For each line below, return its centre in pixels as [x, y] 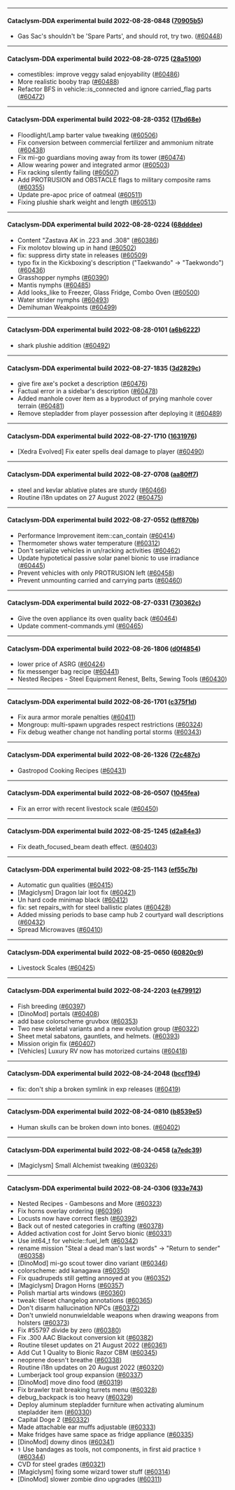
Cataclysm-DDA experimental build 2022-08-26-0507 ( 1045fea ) [104, 793]
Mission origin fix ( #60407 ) [57, 1043]
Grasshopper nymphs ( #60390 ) [63, 277]
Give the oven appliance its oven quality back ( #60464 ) [98, 618]
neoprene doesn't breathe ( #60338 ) [70, 1360]
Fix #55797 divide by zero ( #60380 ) [69, 1330]
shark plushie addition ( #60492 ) [64, 346]
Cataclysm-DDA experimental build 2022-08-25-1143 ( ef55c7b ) [102, 869]
